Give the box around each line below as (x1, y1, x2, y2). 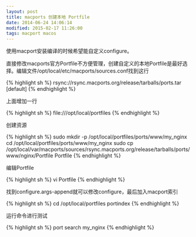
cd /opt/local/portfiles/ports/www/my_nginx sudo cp (6, 140, 134, 147)
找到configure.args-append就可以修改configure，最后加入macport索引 (6, 188, 178, 195)
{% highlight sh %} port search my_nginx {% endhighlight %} (6, 224, 155, 231)
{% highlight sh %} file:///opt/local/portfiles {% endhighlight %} (6, 110, 160, 117)
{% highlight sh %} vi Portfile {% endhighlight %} (6, 176, 125, 183)
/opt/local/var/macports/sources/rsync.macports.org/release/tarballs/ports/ (6, 146, 190, 153)
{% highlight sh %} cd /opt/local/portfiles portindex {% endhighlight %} (6, 200, 180, 207)
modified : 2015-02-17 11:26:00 (6, 25, 83, 31)
